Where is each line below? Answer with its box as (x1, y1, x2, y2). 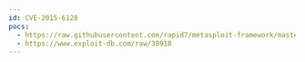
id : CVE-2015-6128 (8, 13, 78, 23)
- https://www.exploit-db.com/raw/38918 (16, 38, 172, 48)
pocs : (8, 22, 29, 31)
